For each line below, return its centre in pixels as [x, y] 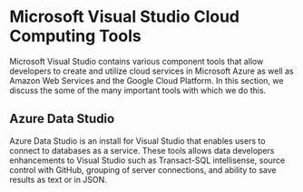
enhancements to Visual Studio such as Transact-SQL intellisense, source [147, 160]
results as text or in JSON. [58, 179]
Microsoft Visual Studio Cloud [125, 17]
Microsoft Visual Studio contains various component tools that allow [137, 61]
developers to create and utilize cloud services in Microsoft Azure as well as [151, 71]
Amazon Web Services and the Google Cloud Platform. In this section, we [147, 80]
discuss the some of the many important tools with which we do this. [138, 90]
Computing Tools [76, 36]
